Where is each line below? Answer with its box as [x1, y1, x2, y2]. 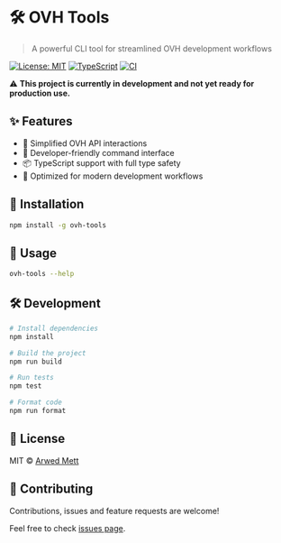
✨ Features [9, 114, 73, 129]
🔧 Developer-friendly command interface [22, 147, 175, 158]
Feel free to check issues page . [9, 522, 126, 533]
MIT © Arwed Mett [9, 455, 79, 465]
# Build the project [9, 348, 87, 357]
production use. [9, 87, 70, 98]
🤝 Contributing [9, 482, 94, 497]
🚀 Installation [9, 197, 85, 212]
